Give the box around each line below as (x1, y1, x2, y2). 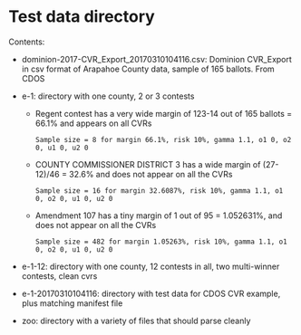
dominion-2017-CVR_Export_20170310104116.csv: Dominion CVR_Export (21, 53, 292, 64)
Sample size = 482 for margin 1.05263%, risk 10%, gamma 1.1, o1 (34, 237, 287, 246)
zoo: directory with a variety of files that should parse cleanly (21, 315, 251, 326)
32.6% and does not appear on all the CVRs (68, 168, 233, 179)
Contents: (8, 36, 45, 47)
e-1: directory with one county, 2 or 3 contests (21, 91, 195, 101)
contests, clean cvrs (21, 270, 98, 282)
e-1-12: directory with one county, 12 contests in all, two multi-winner (21, 261, 280, 272)
